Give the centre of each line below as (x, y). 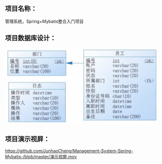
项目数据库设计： (31, 38)
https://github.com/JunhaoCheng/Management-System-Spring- (69, 151)
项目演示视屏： (27, 139)
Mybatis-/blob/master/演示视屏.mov (41, 157)
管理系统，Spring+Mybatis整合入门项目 (44, 21)
